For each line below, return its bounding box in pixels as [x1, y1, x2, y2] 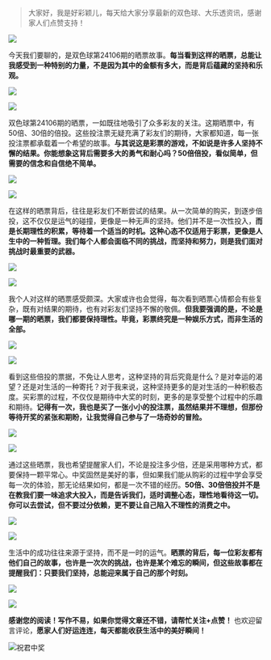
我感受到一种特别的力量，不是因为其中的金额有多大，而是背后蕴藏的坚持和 [8, 61, 256, 70]
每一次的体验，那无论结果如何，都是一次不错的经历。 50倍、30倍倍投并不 [8, 480, 253, 489]
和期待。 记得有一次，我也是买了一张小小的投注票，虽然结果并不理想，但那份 [8, 402, 263, 412]
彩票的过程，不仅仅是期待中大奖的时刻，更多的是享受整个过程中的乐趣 [29, 392, 263, 401]
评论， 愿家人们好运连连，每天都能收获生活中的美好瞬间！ [15, 626, 206, 635]
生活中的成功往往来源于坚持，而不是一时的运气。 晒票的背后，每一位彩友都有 [8, 548, 263, 557]
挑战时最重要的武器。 [8, 247, 79, 256]
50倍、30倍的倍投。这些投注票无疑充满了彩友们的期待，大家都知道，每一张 [8, 129, 260, 137]
